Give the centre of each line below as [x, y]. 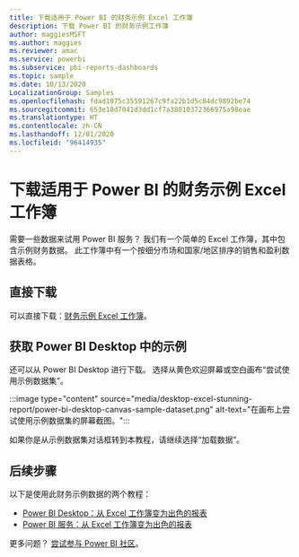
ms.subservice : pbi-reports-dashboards [84, 68]
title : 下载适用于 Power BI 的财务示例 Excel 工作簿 [101, 17]
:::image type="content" [54, 399]
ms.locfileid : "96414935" [57, 143]
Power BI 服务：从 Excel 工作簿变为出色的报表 [107, 525]
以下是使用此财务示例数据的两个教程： [80, 494]
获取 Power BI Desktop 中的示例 [98, 346]
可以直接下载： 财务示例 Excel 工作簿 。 [81, 316]
